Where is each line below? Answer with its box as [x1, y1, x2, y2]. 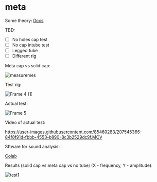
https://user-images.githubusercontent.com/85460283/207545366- [5, 129, 142, 135]
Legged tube [12, 48, 38, 54]
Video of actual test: [5, 120, 46, 125]
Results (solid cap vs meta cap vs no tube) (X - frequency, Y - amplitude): [5, 162, 153, 168]
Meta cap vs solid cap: [5, 63, 51, 69]
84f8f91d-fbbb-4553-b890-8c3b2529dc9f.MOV [5, 134, 103, 140]
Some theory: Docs [5, 18, 44, 23]
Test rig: [5, 82, 22, 88]
